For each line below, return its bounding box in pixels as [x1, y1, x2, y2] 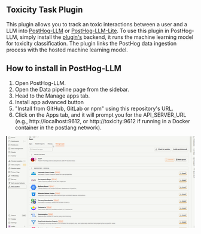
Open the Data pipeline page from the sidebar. [14, 86, 130, 93]
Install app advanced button [14, 98, 84, 105]
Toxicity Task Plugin [6, 5, 83, 15]
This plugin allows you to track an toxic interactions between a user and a [6, 20, 187, 28]
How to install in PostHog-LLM [6, 63, 121, 74]
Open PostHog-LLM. [14, 79, 66, 86]
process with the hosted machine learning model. [6, 46, 129, 53]
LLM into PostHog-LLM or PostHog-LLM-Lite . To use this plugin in [6, 27, 169, 34]
